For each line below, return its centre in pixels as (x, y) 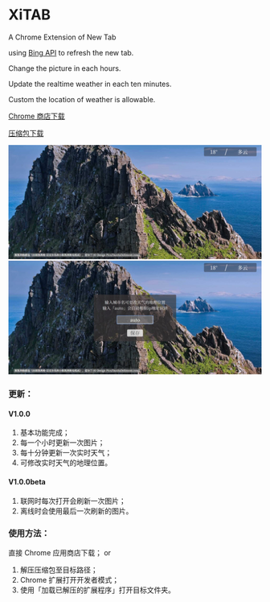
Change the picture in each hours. (65, 68)
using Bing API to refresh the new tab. (71, 52)
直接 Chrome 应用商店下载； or (59, 552)
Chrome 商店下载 (37, 116)
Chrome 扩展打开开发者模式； (70, 579)
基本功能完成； (45, 433)
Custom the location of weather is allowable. (82, 99)
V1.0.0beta (27, 481)
